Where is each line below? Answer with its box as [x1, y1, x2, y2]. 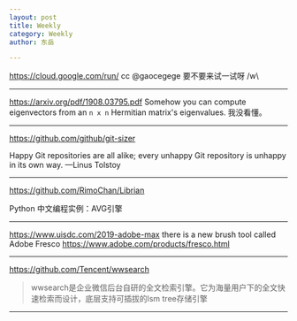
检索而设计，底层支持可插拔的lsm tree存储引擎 [38, 294, 208, 304]
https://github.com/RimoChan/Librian [9, 185, 145, 195]
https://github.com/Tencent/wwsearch [9, 264, 150, 275]
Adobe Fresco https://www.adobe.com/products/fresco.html [9, 239, 230, 249]
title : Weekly [9, 21, 62, 30]
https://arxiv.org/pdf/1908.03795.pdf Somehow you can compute [9, 96, 247, 107]
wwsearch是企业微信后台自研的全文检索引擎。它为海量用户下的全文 [30, 282, 278, 293]
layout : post [9, 12, 57, 22]
